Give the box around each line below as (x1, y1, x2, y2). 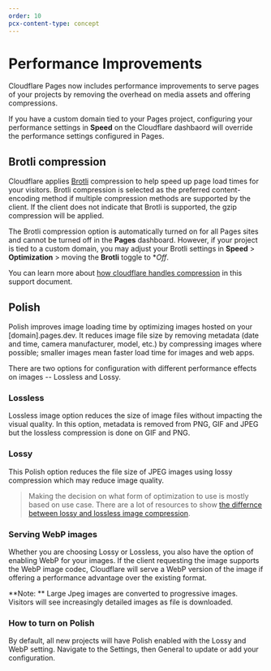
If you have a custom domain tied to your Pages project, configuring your (8, 114, 253, 124)
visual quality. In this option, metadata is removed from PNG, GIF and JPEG (8, 419, 259, 429)
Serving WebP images (8, 528, 97, 540)
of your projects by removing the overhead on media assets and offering (8, 90, 251, 100)
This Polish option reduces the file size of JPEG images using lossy (8, 467, 233, 476)
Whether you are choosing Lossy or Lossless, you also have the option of (8, 547, 254, 557)
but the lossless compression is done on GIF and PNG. (8, 428, 191, 438)
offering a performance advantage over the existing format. (8, 573, 207, 583)
